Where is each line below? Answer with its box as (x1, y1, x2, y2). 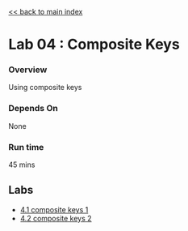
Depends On (8, 103, 58, 114)
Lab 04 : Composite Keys (8, 36, 180, 53)
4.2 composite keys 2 (19, 213, 92, 223)
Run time (8, 141, 44, 152)
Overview (8, 64, 48, 75)
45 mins (8, 160, 36, 169)
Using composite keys (8, 83, 82, 92)
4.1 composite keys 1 (19, 204, 89, 214)
